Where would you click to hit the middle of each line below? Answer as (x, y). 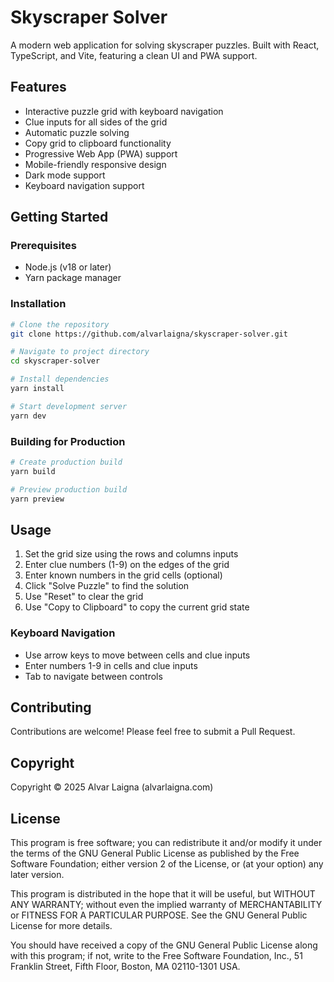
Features (38, 87)
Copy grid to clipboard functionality (98, 143)
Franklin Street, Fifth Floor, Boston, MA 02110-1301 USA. (125, 967)
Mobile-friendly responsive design (95, 164)
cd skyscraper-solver (55, 361)
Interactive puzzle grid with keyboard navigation (124, 111)
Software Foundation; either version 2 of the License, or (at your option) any (167, 864)
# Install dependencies (60, 379)
